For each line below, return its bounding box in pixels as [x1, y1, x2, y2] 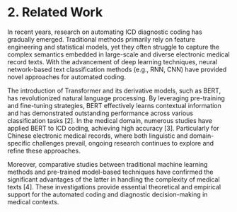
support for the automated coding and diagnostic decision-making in [7, 190, 208, 199]
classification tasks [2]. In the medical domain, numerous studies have [7, 116, 212, 124]
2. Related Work [7, 4, 103, 20]
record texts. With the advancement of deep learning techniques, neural [7, 57, 218, 66]
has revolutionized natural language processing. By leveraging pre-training [7, 93, 225, 102]
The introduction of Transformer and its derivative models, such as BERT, [7, 86, 221, 95]
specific [7, 139, 31, 147]
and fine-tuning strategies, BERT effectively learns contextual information [7, 101, 221, 110]
